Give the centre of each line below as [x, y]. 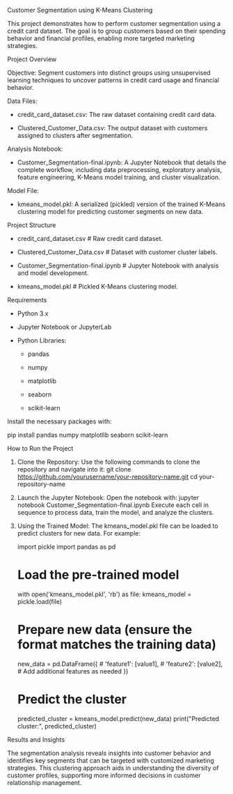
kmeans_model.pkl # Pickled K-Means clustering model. [98, 286]
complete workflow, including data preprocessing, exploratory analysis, [120, 170]
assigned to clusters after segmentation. [75, 135]
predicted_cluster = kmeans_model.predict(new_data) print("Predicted [118, 718]
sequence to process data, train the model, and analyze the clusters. [115, 512]
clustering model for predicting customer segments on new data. [110, 211]
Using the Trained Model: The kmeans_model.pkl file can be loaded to [118, 526]
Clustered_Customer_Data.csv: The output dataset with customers [112, 128]
